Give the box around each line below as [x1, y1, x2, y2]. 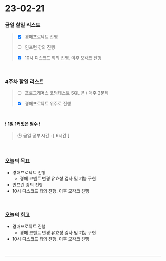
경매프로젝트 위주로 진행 [24, 101, 72, 107]
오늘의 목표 [5, 158, 30, 165]
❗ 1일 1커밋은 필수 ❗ [5, 121, 41, 127]
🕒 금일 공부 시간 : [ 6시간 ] [17, 133, 70, 139]
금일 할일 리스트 [5, 22, 41, 29]
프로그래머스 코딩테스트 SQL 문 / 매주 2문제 [24, 90, 109, 96]
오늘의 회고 [5, 211, 30, 218]
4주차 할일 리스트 [5, 78, 44, 85]
